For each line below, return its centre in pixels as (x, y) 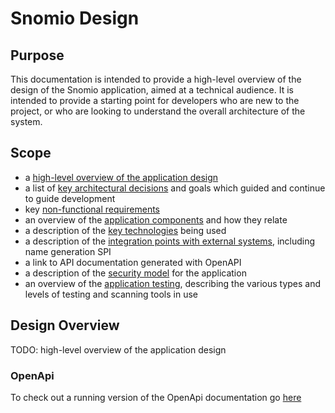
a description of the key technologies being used (125, 230)
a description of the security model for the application (135, 273)
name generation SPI (68, 251)
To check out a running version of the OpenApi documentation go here (156, 397)
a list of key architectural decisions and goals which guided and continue (175, 188)
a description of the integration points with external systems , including (170, 241)
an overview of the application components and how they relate (156, 219)
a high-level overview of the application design (121, 177)
